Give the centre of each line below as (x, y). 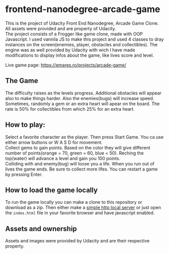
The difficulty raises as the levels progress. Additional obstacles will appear (83, 93)
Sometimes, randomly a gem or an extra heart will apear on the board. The (82, 104)
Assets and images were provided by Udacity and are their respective (77, 241)
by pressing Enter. (24, 174)
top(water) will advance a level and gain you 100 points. (63, 158)
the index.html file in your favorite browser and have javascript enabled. (80, 213)
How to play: (25, 125)
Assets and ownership (41, 229)
